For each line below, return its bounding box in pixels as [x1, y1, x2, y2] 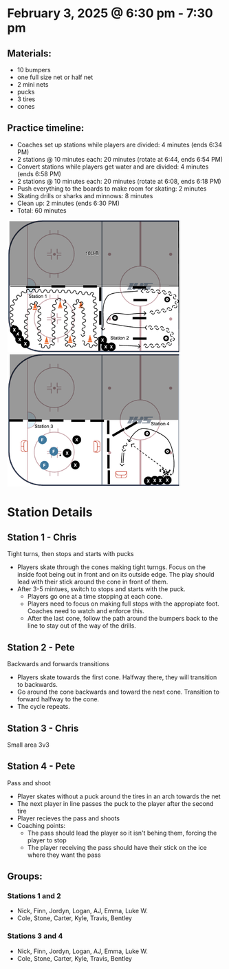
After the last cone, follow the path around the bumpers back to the [27, 615, 219, 623]
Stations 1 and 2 [7, 891, 62, 901]
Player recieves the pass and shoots [17, 814, 120, 822]
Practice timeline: [7, 123, 85, 134]
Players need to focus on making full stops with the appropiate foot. [27, 599, 220, 608]
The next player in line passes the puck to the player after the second [17, 799, 214, 807]
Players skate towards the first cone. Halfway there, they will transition [17, 673, 217, 681]
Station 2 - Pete [7, 641, 75, 653]
